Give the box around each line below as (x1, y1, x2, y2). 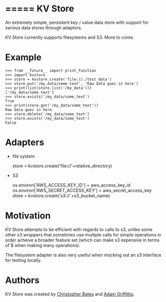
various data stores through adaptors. (5, 24, 82, 30)
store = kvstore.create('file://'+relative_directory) (12, 162, 112, 169)
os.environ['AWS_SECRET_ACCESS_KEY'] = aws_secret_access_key (12, 187, 152, 193)
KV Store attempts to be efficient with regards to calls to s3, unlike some (5, 226, 153, 232)
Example (5, 52, 42, 63)
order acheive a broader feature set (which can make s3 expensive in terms (5, 237, 160, 243)
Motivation (5, 210, 51, 221)
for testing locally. (5, 257, 42, 263)
